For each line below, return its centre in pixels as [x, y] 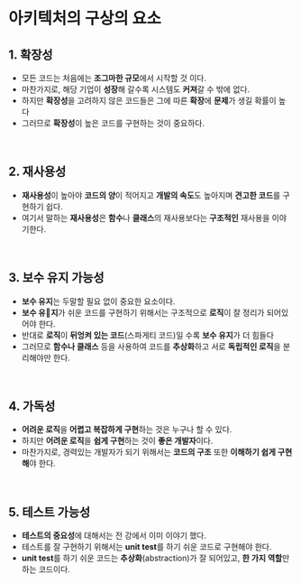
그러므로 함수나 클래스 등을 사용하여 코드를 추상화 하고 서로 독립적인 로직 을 [151, 346]
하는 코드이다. [46, 569]
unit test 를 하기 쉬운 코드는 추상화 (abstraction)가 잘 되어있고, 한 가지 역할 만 [155, 558]
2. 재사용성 [37, 172]
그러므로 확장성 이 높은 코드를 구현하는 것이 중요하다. [113, 123]
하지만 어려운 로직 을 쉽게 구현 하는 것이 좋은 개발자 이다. [117, 441]
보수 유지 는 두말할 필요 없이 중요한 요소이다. [98, 301]
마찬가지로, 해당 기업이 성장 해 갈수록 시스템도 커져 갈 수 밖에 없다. [135, 89]
